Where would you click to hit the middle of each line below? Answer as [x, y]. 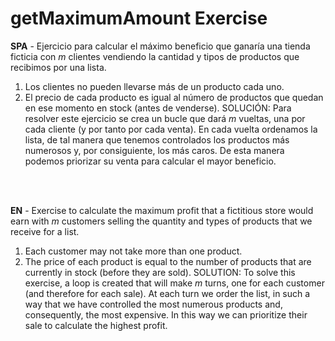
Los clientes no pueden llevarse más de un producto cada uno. [154, 86]
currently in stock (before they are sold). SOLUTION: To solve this [160, 272]
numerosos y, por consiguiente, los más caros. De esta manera [154, 150]
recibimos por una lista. [58, 67]
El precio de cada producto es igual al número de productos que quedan [174, 97]
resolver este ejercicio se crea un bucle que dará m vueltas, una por [165, 118]
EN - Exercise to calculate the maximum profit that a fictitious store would [162, 210]
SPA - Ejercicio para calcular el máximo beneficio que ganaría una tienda [160, 46]
